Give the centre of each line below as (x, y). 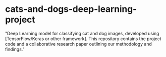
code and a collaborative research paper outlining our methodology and (79, 44)
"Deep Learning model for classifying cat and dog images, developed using (82, 33)
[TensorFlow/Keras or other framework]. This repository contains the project (83, 39)
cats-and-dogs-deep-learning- (71, 9)
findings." (15, 49)
